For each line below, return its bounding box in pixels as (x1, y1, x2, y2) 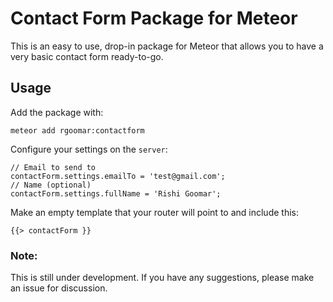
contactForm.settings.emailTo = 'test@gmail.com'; (10, 171, 226, 181)
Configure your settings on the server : (10, 143, 168, 155)
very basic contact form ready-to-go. (10, 50, 164, 62)
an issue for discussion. (10, 282, 108, 294)
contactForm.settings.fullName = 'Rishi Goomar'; (10, 188, 222, 199)
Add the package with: (10, 106, 104, 118)
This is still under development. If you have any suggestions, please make (10, 272, 315, 284)
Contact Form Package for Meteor (10, 7, 298, 30)
